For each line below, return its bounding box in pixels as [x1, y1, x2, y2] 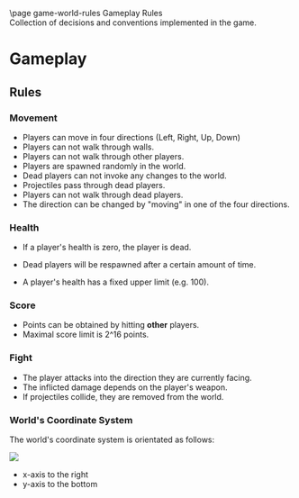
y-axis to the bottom [22, 479, 98, 490]
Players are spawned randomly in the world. [22, 160, 186, 171]
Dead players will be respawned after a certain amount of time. [22, 259, 257, 270]
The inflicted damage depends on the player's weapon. [22, 382, 228, 393]
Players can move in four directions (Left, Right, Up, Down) [22, 131, 241, 142]
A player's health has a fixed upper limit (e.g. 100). [22, 276, 210, 287]
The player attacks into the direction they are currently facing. [22, 372, 252, 383]
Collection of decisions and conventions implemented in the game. [9, 17, 257, 28]
